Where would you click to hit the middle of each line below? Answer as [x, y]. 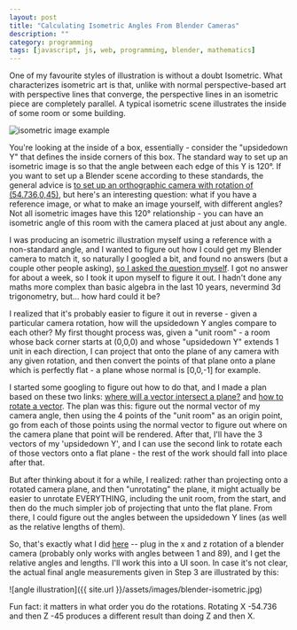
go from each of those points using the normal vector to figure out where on [148, 425]
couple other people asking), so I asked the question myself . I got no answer [148, 268]
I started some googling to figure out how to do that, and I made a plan [138, 387]
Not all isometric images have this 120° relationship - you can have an [137, 214]
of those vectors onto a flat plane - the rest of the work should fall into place [148, 454]
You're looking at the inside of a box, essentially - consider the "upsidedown [148, 148]
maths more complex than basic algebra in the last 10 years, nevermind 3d [145, 287]
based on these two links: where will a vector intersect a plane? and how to [146, 397]
